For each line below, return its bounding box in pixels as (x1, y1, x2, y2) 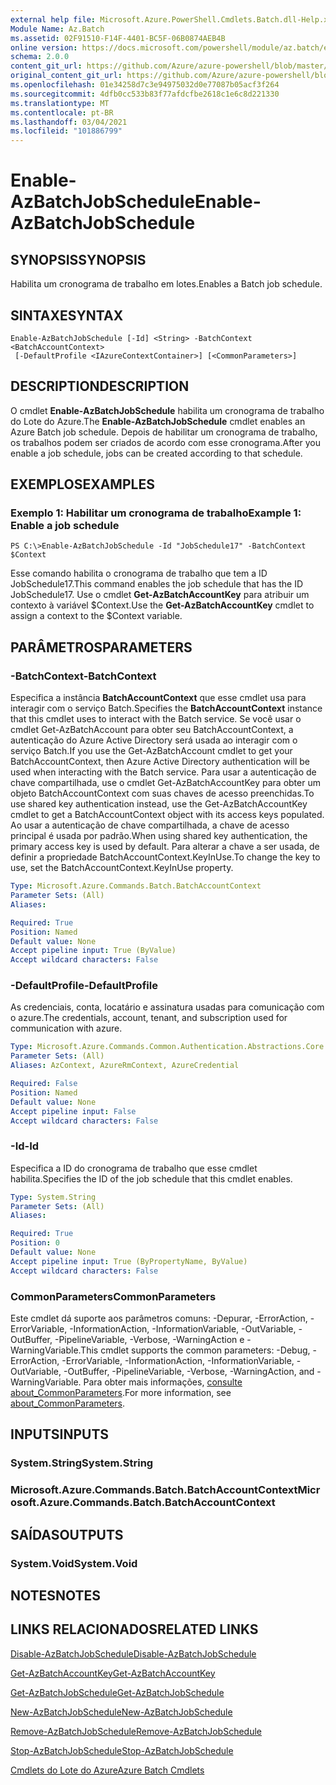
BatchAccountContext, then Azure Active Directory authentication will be (10, 756, 311, 768)
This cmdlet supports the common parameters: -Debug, (80, 1344, 311, 1356)
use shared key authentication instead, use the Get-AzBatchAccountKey (10, 798, 308, 810)
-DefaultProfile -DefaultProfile (10, 979, 158, 993)
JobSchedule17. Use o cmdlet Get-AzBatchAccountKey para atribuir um (10, 589, 310, 601)
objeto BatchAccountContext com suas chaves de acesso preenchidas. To (10, 787, 315, 800)
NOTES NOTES (10, 1587, 102, 1604)
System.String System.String (10, 1456, 154, 1470)
